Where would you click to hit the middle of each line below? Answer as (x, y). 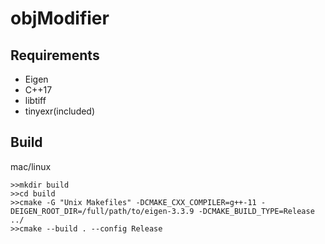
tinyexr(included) (60, 111)
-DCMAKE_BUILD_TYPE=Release (256, 211)
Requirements (55, 55)
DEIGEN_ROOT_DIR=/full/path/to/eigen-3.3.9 (102, 211)
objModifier (60, 18)
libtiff (35, 100)
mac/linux (31, 166)
